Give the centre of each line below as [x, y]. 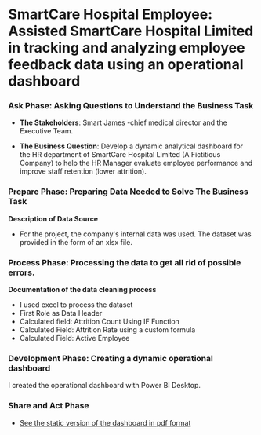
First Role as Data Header [61, 313]
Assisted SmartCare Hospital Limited [131, 31]
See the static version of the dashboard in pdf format [105, 422]
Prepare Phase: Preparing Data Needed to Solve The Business [128, 192]
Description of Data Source [53, 218]
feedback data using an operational [126, 65]
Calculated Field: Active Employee [74, 338]
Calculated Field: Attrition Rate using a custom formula [107, 330]
